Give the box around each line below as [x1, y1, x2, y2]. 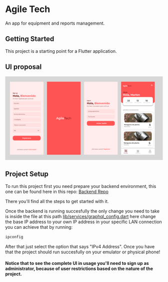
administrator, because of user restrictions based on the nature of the [5, 265, 153, 272]
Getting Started [5, 35, 54, 43]
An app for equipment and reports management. [5, 20, 105, 26]
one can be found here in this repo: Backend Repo [5, 189, 109, 195]
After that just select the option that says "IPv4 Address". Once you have [5, 243, 155, 249]
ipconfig [5, 234, 23, 239]
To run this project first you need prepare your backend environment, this [5, 183, 156, 189]
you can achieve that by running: [5, 224, 73, 230]
